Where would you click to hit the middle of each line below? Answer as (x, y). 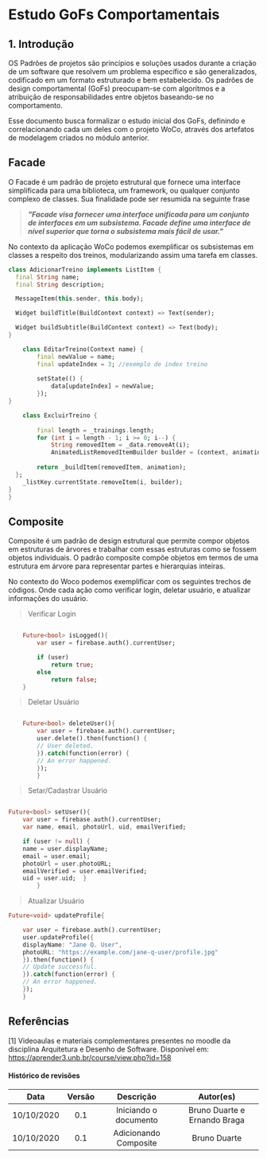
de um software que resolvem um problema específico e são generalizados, (133, 72)
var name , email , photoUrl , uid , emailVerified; (104, 827)
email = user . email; (56, 856)
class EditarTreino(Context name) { (83, 349)
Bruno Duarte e (217, 1110)
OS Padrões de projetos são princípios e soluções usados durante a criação (132, 63)
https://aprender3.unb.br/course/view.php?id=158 (90, 1057)
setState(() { (60, 379)
